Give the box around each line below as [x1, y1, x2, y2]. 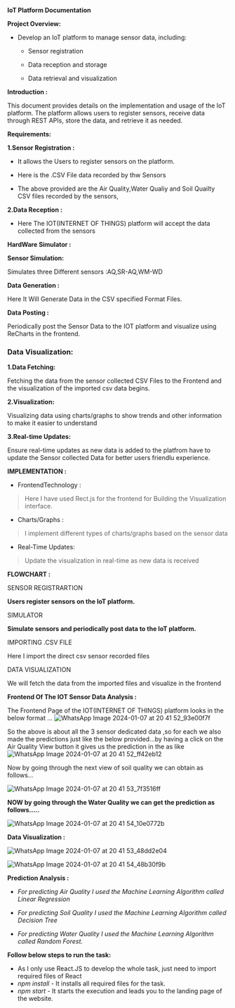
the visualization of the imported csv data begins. [7, 384, 150, 393]
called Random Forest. [17, 937, 83, 945]
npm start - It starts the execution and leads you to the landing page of [17, 987, 222, 995]
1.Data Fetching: [7, 363, 56, 371]
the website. [17, 995, 54, 1003]
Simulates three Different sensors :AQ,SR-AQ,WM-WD [7, 267, 163, 276]
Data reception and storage [27, 60, 107, 69]
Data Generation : [7, 281, 60, 289]
